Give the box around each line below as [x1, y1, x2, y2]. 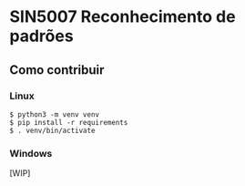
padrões [9, 26, 75, 46]
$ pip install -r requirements [9, 118, 128, 127]
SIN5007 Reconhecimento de [9, 6, 236, 27]
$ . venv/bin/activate [9, 126, 96, 135]
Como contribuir [9, 62, 105, 77]
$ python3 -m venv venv [9, 109, 100, 119]
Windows [9, 147, 53, 160]
